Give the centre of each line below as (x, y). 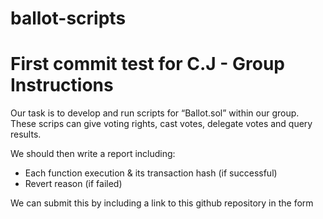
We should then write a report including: (93, 154)
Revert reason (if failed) (73, 184)
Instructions (62, 85)
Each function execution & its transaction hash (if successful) (151, 173)
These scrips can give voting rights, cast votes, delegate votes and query (161, 124)
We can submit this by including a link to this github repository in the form (162, 203)
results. (26, 134)
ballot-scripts (68, 18)
